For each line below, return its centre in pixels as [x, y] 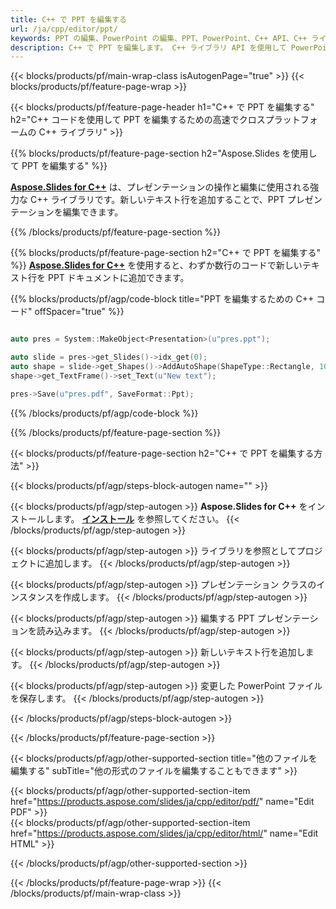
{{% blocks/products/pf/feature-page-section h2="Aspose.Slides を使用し [164, 153]
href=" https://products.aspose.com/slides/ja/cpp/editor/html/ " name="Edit [164, 833]
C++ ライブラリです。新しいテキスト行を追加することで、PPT [157, 200]
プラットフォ [291, 120]
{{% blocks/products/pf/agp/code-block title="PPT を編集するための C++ [162, 299]
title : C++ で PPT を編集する [68, 19]
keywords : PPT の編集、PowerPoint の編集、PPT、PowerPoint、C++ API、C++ [159, 38]
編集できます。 [93, 212]
